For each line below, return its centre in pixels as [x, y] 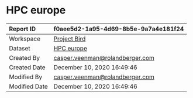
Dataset [20, 48]
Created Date [27, 67]
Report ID [23, 29]
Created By [24, 58]
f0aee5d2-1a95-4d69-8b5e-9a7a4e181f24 [119, 29]
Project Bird [70, 39]
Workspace [25, 39]
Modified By [26, 77]
